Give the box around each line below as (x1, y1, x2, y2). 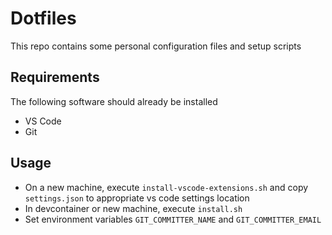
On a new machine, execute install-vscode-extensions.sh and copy (24, 181, 309, 193)
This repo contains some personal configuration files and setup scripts (10, 40, 302, 52)
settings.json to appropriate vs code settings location (24, 192, 250, 204)
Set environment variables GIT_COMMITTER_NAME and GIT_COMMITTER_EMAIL (24, 213, 322, 225)
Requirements (10, 69, 100, 86)
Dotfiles (10, 7, 77, 30)
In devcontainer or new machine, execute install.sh (24, 202, 243, 214)
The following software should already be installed (10, 95, 218, 107)
